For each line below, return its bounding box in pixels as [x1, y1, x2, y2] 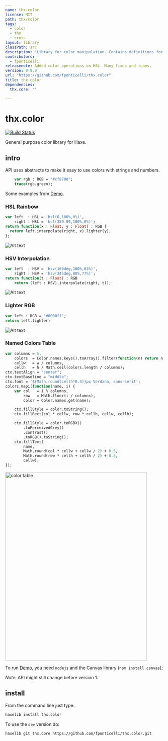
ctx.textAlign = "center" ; [5, 370, 62, 375]
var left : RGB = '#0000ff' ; [5, 313, 66, 318]
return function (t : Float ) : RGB [5, 275, 78, 281]
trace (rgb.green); [14, 181, 53, 187]
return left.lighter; [5, 318, 51, 323]
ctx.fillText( [14, 439, 44, 444]
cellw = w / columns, [14, 360, 64, 365]
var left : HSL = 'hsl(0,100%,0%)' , [5, 215, 85, 220]
